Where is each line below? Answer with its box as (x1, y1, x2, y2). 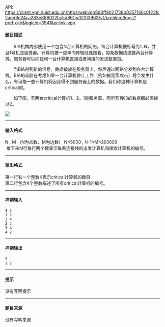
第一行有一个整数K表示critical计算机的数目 (5, 174, 91, 180)
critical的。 (5, 85, 28, 90)
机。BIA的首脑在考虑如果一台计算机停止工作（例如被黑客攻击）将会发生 (5, 72, 150, 78)
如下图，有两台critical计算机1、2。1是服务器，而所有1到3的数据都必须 (13, 95, 154, 101)
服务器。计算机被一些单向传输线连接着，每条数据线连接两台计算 (24, 50, 153, 56)
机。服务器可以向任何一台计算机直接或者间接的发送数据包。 (5, 56, 126, 62)
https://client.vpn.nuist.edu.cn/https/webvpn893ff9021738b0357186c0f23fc (5, 9, 160, 15)
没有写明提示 (5, 288, 31, 294)
